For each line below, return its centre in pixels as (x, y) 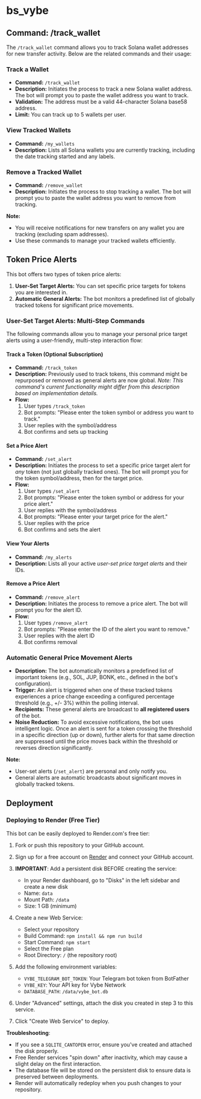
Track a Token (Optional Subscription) (55, 354)
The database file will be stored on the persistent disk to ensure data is (103, 1070)
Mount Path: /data (47, 899)
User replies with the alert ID (59, 636)
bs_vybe (28, 11)
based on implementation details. (56, 393)
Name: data (38, 893)
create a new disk (46, 886)
